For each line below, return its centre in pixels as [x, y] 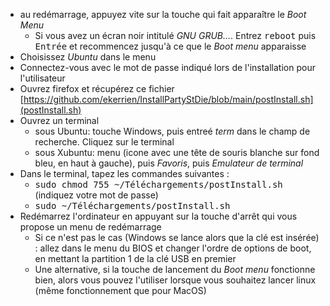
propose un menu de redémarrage [90, 227]
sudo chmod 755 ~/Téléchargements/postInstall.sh [158, 184]
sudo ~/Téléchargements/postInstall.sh [132, 205]
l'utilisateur [42, 78]
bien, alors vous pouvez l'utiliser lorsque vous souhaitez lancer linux [175, 280]
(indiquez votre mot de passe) [96, 195]
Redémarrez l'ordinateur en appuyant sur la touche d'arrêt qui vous [158, 216]
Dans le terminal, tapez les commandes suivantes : [124, 173]
